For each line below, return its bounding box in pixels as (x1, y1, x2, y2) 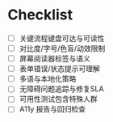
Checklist (7, 6, 73, 24)
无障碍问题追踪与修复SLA (19, 84, 104, 94)
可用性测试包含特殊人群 (19, 95, 98, 104)
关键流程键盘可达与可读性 (19, 33, 105, 43)
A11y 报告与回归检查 (19, 104, 86, 114)
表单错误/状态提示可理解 (19, 64, 100, 74)
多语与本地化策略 (19, 74, 77, 84)
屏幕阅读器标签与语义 (19, 54, 90, 64)
